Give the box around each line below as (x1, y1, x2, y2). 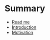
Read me (11, 19, 30, 25)
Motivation (11, 29, 34, 35)
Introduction (11, 24, 37, 30)
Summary (4, 3, 45, 14)
